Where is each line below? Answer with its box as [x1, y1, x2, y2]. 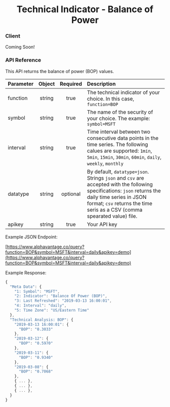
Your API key [87, 221, 117, 228]
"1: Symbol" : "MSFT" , [14, 289, 60, 294]
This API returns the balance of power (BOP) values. [5, 68, 114, 74]
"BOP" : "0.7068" [18, 369, 53, 374]
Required [60, 80, 82, 87]
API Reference [5, 57, 41, 64]
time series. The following [87, 141, 148, 148]
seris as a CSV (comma [87, 206, 143, 213]
